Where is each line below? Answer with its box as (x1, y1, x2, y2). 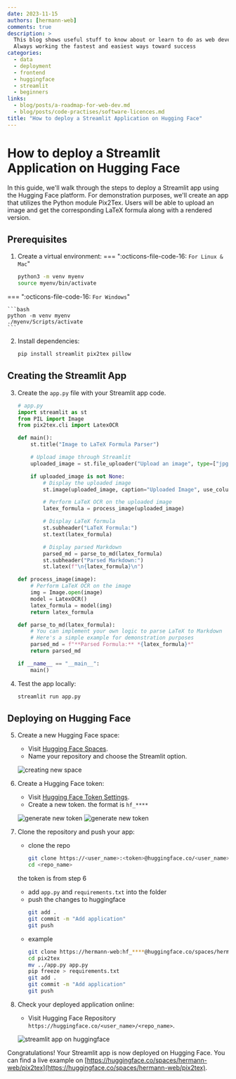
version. (7, 213, 31, 221)
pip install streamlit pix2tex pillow (17, 351, 131, 358)
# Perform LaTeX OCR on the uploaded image (43, 498, 172, 506)
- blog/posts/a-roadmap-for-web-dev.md (13, 102, 131, 109)
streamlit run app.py (17, 693, 81, 700)
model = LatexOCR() (30, 595, 88, 602)
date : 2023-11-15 (7, 10, 58, 18)
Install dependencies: (17, 337, 80, 345)
